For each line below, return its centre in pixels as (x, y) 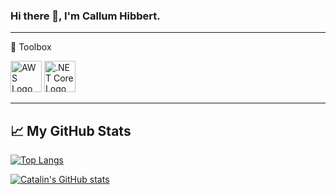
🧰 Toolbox (31, 47)
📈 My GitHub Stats (71, 130)
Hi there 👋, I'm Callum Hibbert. (85, 16)
